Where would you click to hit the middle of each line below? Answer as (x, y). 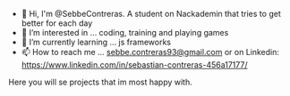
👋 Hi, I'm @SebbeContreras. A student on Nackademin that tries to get (151, 14)
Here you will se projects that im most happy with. (101, 82)
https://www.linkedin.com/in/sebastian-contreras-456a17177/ (134, 65)
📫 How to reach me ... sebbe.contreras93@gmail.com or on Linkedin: (150, 52)
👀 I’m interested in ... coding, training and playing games (125, 32)
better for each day (57, 23)
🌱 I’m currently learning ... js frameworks (96, 42)
